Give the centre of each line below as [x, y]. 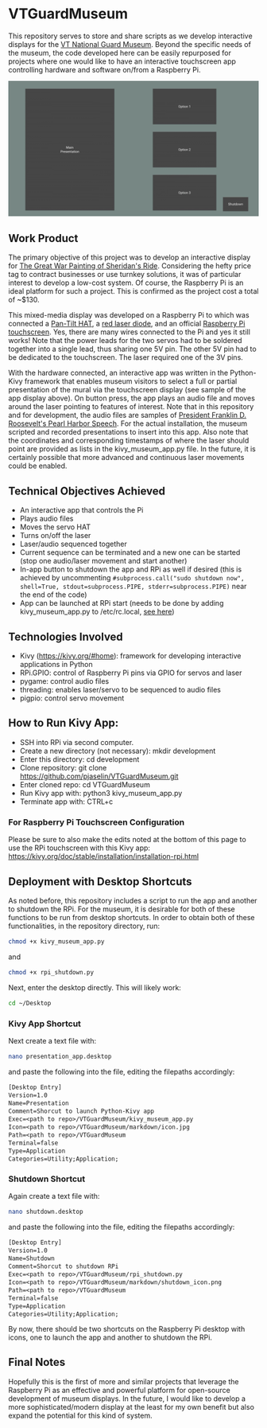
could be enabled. [38, 466]
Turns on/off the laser [55, 536]
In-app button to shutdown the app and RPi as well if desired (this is [131, 569]
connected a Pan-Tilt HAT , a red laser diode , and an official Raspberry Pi [127, 324]
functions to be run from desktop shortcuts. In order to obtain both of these [132, 917]
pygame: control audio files [64, 681]
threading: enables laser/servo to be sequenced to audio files [120, 690]
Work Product [43, 238]
